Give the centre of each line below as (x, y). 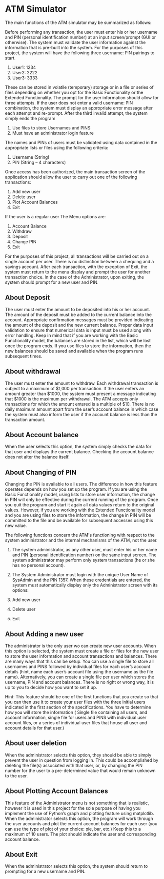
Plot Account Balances (35, 202)
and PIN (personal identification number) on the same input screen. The (84, 555)
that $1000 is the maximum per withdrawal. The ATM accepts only (72, 398)
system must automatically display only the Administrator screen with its (85, 585)
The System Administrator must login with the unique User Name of (80, 575)
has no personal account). (38, 565)
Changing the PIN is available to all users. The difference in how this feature (81, 484)
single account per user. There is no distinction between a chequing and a (80, 261)
